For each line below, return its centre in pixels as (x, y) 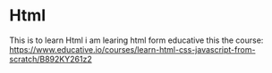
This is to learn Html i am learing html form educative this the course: (136, 40)
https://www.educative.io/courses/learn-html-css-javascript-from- (132, 49)
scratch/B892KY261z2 (51, 59)
